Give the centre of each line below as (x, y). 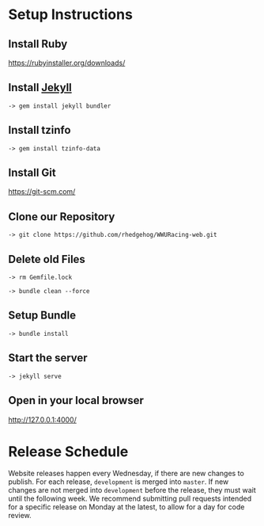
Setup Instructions (70, 15)
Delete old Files (47, 259)
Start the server (48, 358)
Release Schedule (68, 451)
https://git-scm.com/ (42, 192)
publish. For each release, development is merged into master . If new (119, 482)
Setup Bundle (42, 316)
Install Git (32, 173)
